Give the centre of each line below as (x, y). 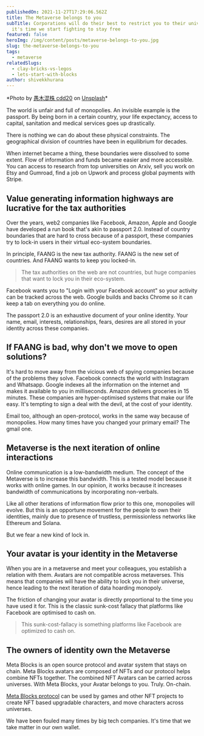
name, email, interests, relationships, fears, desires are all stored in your (96, 321)
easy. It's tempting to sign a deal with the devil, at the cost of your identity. (100, 404)
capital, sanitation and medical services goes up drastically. (81, 123)
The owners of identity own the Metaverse (88, 650)
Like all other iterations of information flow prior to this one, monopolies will (101, 503)
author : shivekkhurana (35, 80)
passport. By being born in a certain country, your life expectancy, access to (102, 117)
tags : (13, 52)
